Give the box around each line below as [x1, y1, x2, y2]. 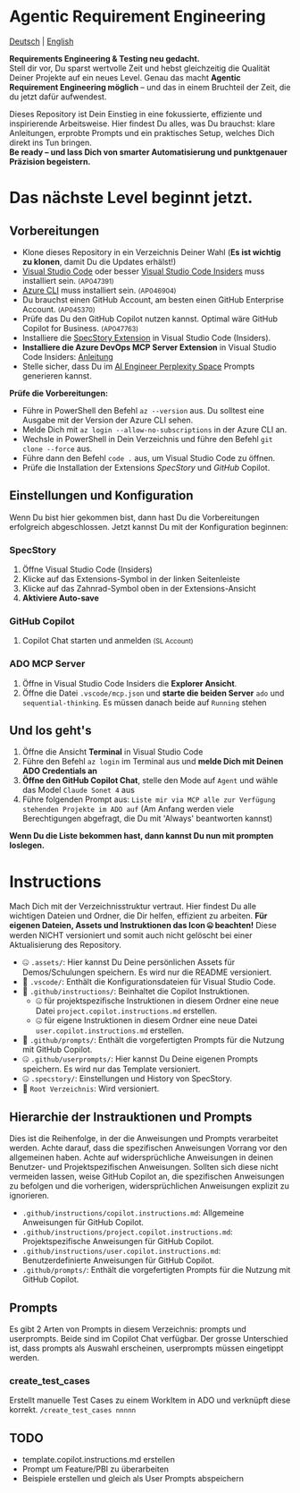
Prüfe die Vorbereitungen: [9, 388, 109, 398]
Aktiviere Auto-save [21, 593, 100, 603]
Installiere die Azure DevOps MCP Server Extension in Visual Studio [21, 342, 277, 353]
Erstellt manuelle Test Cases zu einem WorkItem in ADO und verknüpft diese [9, 1395, 291, 1406]
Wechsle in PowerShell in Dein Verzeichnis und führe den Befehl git [21, 433, 274, 444]
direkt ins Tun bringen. [9, 137, 92, 148]
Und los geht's [9, 723, 92, 738]
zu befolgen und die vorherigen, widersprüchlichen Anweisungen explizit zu [9, 1181, 290, 1191]
